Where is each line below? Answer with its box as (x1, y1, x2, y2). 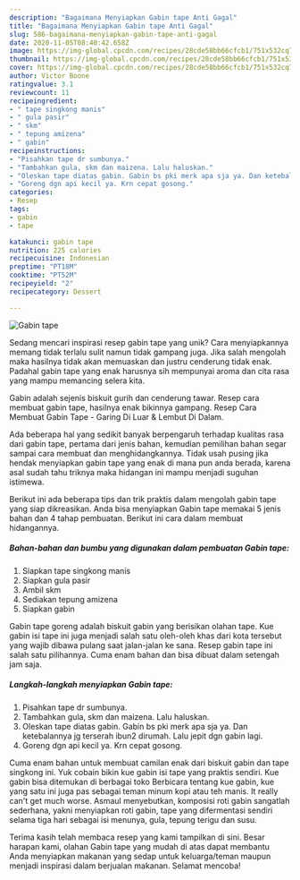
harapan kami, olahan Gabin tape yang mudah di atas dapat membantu (9, 841, 271, 851)
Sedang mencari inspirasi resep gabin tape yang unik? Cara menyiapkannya (9, 337, 288, 347)
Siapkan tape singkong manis (21, 565, 131, 576)
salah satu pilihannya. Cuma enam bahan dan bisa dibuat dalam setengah (9, 649, 279, 660)
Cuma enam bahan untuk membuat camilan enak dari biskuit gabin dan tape (9, 757, 289, 768)
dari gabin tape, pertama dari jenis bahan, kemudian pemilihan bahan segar (9, 438, 287, 449)
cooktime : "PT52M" (9, 270, 78, 280)
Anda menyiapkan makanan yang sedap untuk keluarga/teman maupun (9, 850, 271, 861)
